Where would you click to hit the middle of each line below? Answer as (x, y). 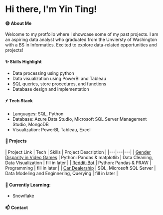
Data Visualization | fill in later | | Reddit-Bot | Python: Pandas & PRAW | (78, 163)
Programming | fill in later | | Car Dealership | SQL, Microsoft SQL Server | (81, 168)
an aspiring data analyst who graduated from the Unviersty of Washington (81, 40)
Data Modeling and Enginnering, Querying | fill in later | (62, 173)
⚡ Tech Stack (19, 101)
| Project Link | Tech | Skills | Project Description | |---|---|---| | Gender (78, 152)
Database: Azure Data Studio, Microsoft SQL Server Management (80, 119)
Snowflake (23, 196)
